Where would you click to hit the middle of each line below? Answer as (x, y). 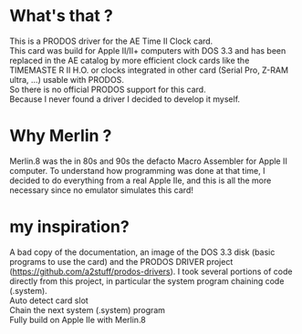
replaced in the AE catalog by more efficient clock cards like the (130, 60)
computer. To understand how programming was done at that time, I (137, 170)
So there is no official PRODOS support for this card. (108, 89)
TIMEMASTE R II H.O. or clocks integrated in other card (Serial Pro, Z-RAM (149, 70)
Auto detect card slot (49, 300)
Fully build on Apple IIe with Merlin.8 (78, 319)
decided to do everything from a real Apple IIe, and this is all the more (141, 180)
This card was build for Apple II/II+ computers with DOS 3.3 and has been (148, 50)
